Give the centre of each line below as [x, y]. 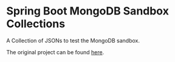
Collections [36, 24]
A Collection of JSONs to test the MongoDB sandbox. [73, 40]
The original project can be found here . [55, 52]
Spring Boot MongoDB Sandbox [87, 11]
